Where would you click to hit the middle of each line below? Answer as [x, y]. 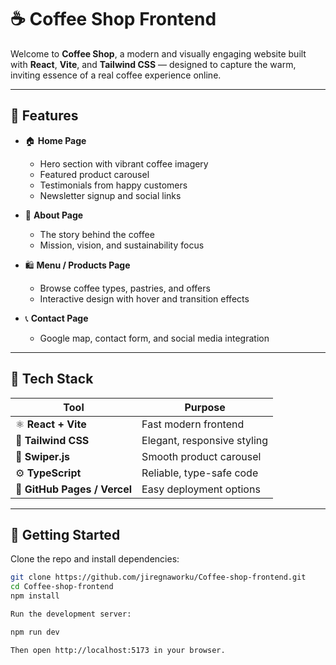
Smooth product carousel [201, 456]
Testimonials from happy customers [113, 185]
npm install [35, 596]
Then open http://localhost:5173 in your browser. [118, 650]
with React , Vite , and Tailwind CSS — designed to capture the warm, [153, 64]
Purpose [205, 407]
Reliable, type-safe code [200, 473]
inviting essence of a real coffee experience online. [116, 75]
